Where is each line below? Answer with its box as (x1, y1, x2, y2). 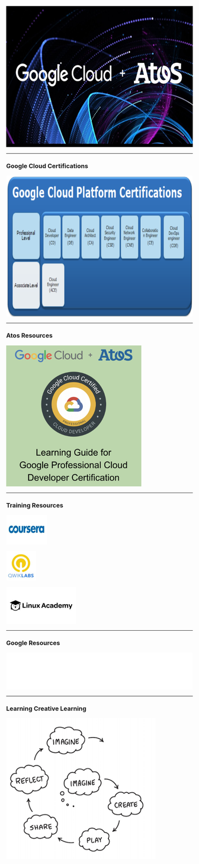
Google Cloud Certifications (6, 161, 89, 170)
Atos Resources (6, 332, 53, 340)
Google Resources (6, 639, 60, 647)
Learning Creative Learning (6, 704, 87, 713)
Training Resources (6, 501, 63, 509)
